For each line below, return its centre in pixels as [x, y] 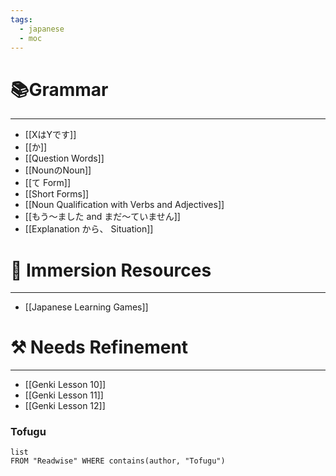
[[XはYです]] [50, 135]
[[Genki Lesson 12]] [65, 406]
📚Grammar [59, 89]
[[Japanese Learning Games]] [86, 307]
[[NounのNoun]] [58, 170]
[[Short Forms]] [57, 194]
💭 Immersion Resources [111, 270]
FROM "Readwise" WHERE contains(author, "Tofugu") [118, 461]
